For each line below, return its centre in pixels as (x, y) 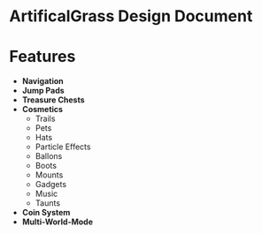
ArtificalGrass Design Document (131, 16)
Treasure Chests (54, 100)
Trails (45, 119)
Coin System (46, 213)
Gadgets (51, 185)
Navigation (42, 81)
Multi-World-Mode (57, 222)
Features (42, 57)
